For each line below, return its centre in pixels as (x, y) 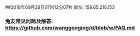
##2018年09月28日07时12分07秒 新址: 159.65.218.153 (60, 7)
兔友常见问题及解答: (29, 21)
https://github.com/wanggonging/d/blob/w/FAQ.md (70, 28)
